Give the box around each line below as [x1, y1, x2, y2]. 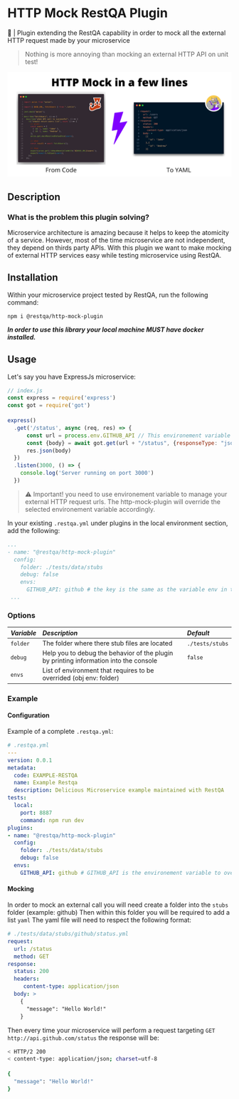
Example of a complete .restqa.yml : [7, 727, 114, 736]
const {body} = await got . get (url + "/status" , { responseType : [26, 439, 218, 446]
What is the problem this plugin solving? [7, 212, 149, 222]
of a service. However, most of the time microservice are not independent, [7, 236, 225, 244]
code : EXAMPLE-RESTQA [14, 772, 78, 779]
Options [7, 610, 36, 620]
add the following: [7, 526, 60, 535]
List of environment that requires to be [42, 666, 154, 675]
